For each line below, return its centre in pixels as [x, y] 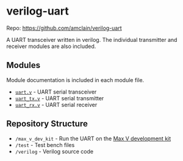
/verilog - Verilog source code [54, 151]
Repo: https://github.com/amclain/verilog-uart [64, 28]
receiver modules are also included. [51, 46]
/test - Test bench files [45, 145]
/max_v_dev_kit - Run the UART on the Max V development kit [93, 139]
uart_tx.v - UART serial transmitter [59, 98]
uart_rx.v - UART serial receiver [56, 104]
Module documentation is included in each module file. [75, 80]
